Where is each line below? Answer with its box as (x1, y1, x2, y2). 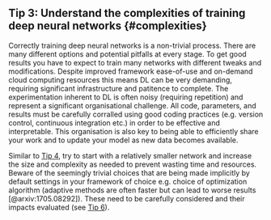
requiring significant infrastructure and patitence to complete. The (8, 83, 229, 93)
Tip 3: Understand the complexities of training (8, 6, 246, 20)
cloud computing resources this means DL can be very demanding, (8, 74, 233, 84)
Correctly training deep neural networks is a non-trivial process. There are (8, 40, 256, 50)
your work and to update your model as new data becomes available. (8, 135, 239, 145)
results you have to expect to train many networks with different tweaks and (8, 57, 262, 67)
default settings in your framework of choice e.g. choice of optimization (8, 176, 248, 186)
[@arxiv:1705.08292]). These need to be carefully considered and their (8, 193, 245, 203)
